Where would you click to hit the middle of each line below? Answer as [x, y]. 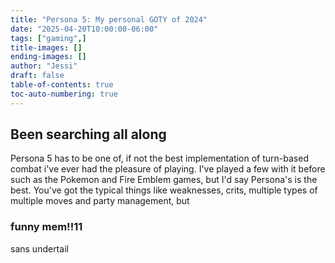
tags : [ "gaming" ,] [48, 38]
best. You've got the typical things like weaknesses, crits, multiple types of [164, 190]
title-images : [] [46, 47]
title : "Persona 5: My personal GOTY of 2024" [109, 19]
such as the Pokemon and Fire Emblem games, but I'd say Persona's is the [164, 180]
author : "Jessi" [44, 66]
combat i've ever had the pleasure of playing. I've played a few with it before [168, 169]
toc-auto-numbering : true [64, 94]
